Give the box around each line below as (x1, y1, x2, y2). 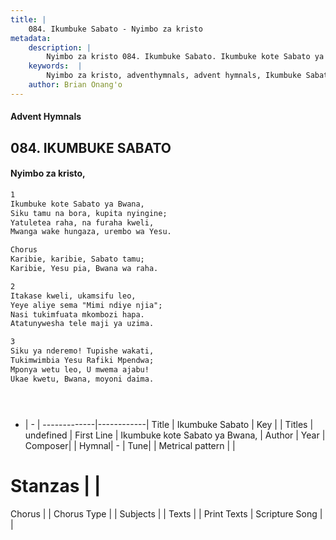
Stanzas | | (10, 474, 102, 497)
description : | (28, 42, 92, 53)
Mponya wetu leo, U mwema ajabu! (10, 364, 150, 375)
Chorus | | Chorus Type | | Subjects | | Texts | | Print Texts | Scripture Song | (10, 507, 323, 520)
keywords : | (28, 61, 83, 71)
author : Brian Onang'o (28, 80, 123, 90)
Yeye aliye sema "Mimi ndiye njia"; (10, 300, 163, 310)
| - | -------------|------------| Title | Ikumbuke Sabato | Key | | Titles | (24, 418, 314, 430)
